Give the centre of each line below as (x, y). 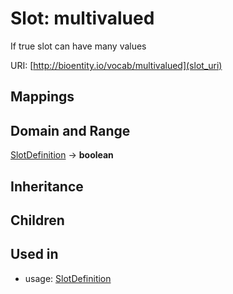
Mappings (42, 97)
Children (37, 220)
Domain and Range (70, 130)
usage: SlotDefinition (68, 278)
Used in (34, 254)
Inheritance (47, 186)
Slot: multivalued (82, 18)
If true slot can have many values (78, 46)
